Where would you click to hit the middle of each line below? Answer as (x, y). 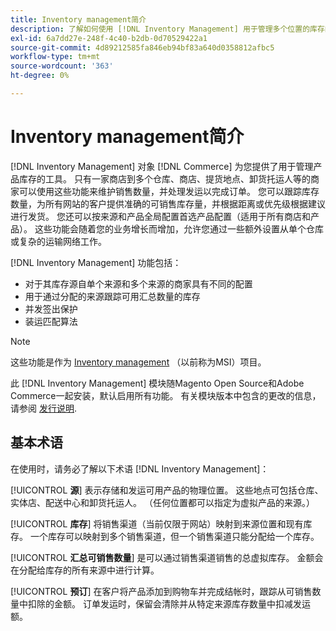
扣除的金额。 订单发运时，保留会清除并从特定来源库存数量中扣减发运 (169, 603)
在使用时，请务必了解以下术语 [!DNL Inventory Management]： (140, 468)
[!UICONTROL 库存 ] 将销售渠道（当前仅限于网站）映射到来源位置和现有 (157, 523)
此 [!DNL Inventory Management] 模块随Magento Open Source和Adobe (157, 383)
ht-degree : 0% (40, 76)
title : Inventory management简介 (78, 19)
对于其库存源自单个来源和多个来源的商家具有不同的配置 (138, 283)
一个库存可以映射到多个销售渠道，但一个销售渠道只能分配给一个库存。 (174, 536)
